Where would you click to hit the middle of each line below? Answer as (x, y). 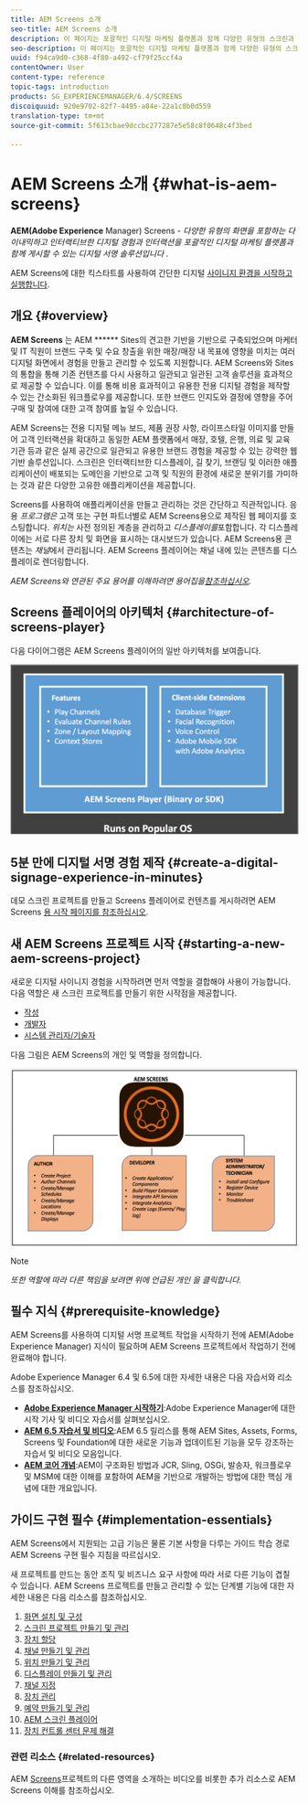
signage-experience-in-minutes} (107, 877)
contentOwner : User (48, 68)
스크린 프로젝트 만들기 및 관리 (76, 1628)
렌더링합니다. (65, 561)
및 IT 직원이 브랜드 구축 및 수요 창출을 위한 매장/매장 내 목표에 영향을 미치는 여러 (153, 351)
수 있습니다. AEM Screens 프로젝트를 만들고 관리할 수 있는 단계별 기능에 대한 (148, 1585)
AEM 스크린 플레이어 (61, 1720)
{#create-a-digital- (223, 863)
